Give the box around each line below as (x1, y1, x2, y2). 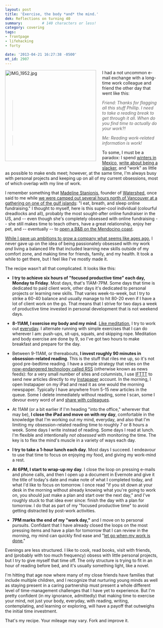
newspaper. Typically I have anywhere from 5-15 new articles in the (12, 387, 147, 392)
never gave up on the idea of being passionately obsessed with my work (5, 241, 150, 247)
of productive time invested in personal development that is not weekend (12, 306, 158, 312)
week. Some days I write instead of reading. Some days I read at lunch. (12, 427, 154, 433)
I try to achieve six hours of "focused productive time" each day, (12, 275, 146, 281)
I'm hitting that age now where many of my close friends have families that (5, 572, 154, 578)
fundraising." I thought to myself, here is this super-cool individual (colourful (5, 205, 157, 211)
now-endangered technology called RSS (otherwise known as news (12, 366, 148, 372)
